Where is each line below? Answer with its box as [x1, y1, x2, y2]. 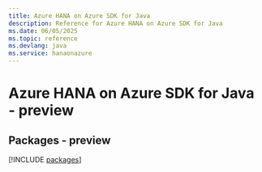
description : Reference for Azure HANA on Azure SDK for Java [8, 19, 223, 27]
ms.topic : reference [8, 34, 79, 43]
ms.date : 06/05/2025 [8, 27, 79, 35]
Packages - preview [8, 133, 111, 147]
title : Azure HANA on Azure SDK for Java [8, 11, 151, 20]
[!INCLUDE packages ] [8, 155, 82, 164]
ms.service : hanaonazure [8, 49, 92, 57]
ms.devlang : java [8, 42, 67, 50]
